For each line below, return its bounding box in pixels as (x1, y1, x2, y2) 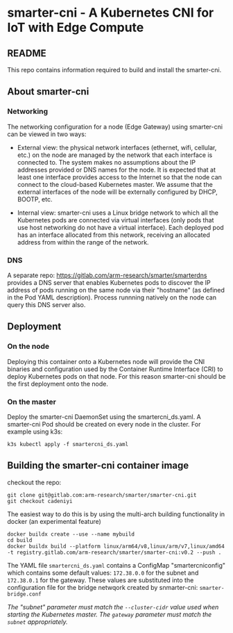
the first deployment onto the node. (7, 379, 109, 388)
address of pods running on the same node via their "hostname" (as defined (7, 286, 225, 294)
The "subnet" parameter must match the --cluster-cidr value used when (7, 602, 219, 611)
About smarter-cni (7, 85, 89, 98)
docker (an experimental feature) (7, 517, 102, 525)
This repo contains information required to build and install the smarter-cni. (7, 66, 222, 74)
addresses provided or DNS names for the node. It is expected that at (17, 165, 216, 174)
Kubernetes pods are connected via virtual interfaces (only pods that (17, 215, 214, 224)
